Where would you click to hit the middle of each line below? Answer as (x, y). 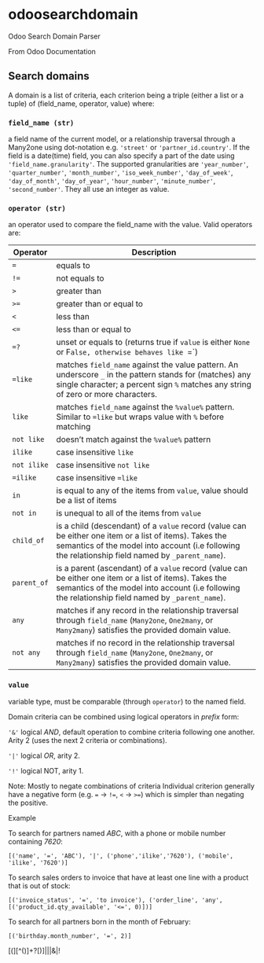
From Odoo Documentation (52, 51)
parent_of (30, 583)
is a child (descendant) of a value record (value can (151, 526)
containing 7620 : (35, 841)
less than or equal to (93, 329)
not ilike (30, 465)
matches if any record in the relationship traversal (147, 611)
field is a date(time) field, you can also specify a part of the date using (121, 156)
